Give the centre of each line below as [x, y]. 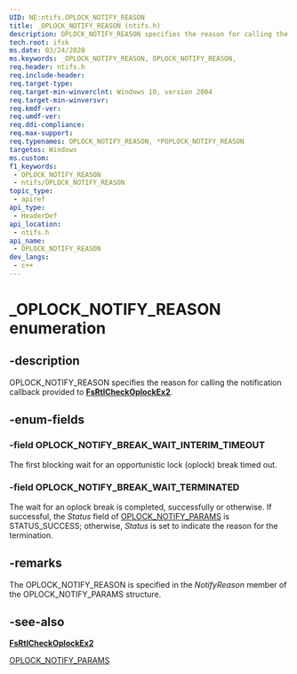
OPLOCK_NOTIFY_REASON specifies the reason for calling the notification [145, 382]
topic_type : [31, 191]
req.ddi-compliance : [48, 125]
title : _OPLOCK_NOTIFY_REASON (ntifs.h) [85, 26]
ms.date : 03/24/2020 [48, 51]
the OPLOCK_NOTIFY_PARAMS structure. [85, 594]
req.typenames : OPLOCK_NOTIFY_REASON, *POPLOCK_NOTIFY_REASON [127, 141]
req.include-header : [48, 76]
